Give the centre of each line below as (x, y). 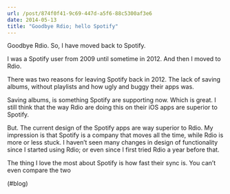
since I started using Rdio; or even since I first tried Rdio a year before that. (113, 150)
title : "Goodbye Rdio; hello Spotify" (63, 26)
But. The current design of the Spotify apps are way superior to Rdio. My (110, 128)
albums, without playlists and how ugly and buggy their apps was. (101, 87)
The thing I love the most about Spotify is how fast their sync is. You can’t (111, 163)
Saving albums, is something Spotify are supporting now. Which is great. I (112, 100)
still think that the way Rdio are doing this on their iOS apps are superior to (113, 108)
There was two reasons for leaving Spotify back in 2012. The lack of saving (114, 80)
